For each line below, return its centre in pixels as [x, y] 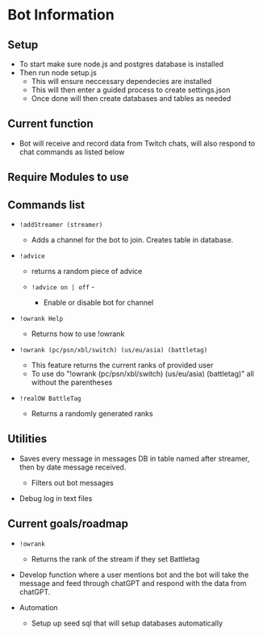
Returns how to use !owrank [78, 334]
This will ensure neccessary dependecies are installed [121, 81]
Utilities [27, 439]
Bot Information [61, 15]
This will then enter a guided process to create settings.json [131, 90]
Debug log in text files [56, 498]
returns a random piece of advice [87, 272]
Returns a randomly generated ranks [92, 414]
